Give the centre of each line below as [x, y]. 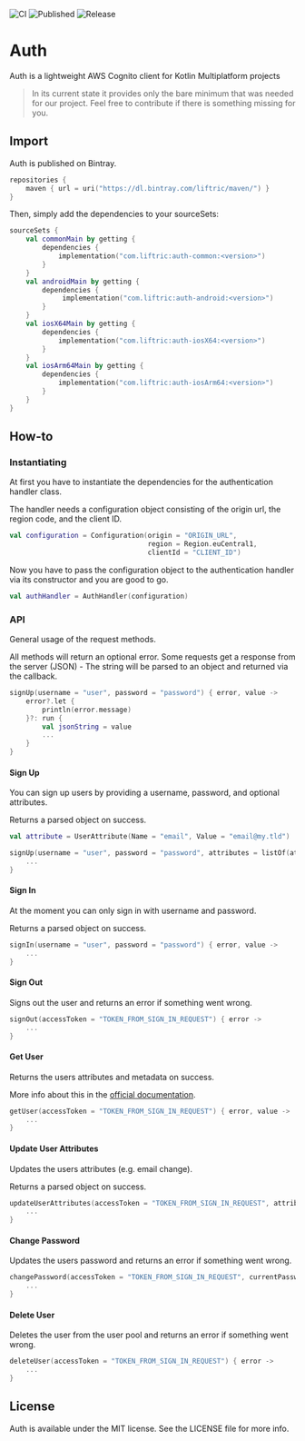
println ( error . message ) [87, 710]
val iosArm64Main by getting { [85, 366]
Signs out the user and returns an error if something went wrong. [131, 1002]
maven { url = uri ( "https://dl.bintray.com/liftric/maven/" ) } [148, 188]
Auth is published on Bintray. [63, 163]
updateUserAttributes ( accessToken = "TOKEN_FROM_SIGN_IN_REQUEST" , [140, 1203]
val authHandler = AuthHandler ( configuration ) [99, 596]
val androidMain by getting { [83, 282]
